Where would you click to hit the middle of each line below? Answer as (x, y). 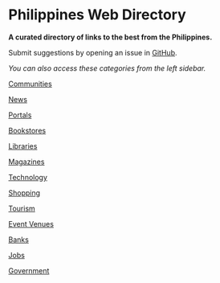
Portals (20, 115)
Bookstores (27, 130)
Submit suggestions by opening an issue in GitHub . (93, 52)
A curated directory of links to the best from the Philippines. (110, 37)
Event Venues (31, 224)
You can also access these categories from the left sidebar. (107, 68)
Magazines (26, 162)
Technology (28, 177)
